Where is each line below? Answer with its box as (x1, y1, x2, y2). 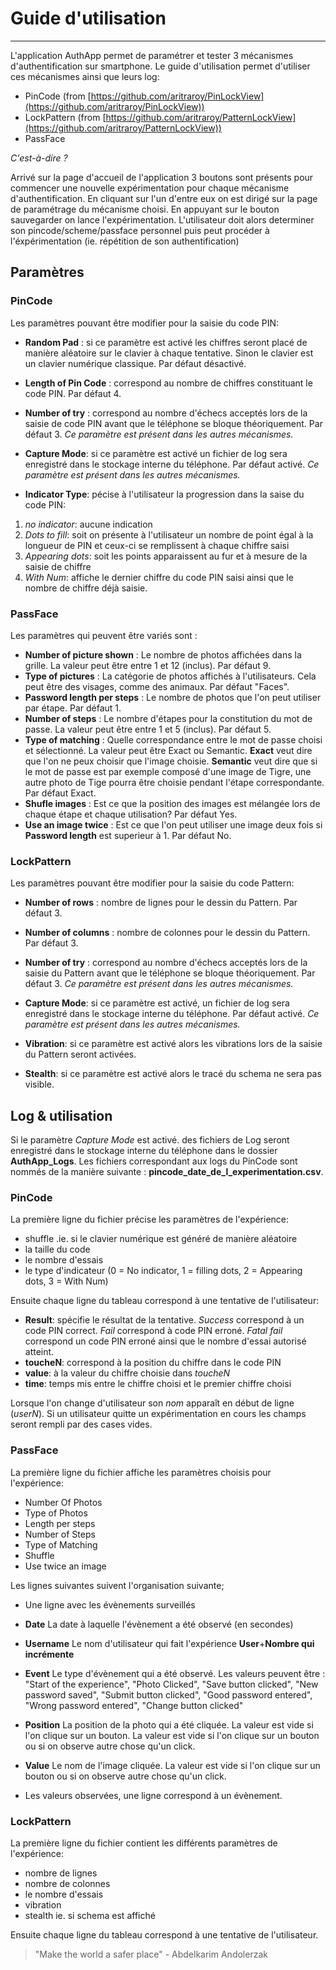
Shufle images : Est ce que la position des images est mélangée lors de (24, 797, 321, 809)
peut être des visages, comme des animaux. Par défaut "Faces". (24, 680, 290, 692)
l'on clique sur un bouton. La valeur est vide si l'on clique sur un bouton (24, 1729, 320, 1741)
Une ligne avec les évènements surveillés (24, 1598, 196, 1611)
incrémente (24, 1648, 75, 1660)
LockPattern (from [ (24, 111, 107, 123)
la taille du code (24, 1243, 91, 1256)
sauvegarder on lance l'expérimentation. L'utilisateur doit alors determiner (10, 213, 315, 226)
